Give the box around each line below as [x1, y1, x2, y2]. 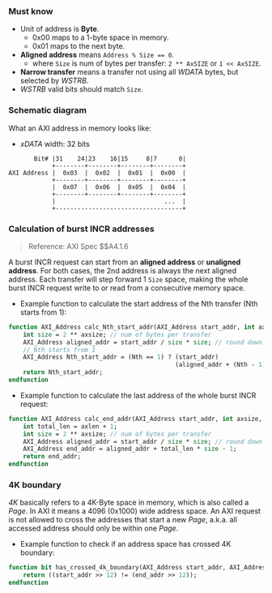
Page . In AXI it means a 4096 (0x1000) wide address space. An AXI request [8, 506, 261, 516]
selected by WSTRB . [19, 75, 89, 86]
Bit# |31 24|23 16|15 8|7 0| [33, 154, 186, 163]
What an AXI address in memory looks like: [8, 123, 151, 133]
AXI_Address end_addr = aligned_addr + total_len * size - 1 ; [23, 445, 237, 453]
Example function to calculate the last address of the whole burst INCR [19, 390, 257, 400]
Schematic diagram [8, 105, 87, 116]
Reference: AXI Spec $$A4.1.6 [28, 241, 129, 251]
